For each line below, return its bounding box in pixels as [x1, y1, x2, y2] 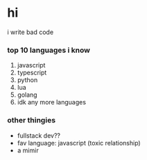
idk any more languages [17, 98, 87, 106]
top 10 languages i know [7, 45, 90, 55]
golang [17, 90, 37, 99]
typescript [17, 68, 47, 77]
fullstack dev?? [17, 131, 61, 140]
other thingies [7, 115, 56, 125]
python [17, 76, 38, 84]
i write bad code [7, 28, 54, 36]
